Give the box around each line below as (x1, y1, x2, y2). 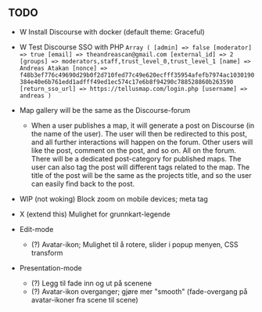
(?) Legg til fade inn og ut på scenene (31, 278, 153, 288)
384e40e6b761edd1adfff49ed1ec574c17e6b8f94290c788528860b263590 (19, 78, 234, 85)
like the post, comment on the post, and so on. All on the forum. (31, 145, 237, 155)
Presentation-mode (19, 263, 82, 273)
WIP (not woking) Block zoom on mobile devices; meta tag (19, 194, 209, 203)
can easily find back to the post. (31, 179, 135, 188)
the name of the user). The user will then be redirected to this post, (31, 129, 248, 138)
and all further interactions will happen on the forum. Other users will (31, 137, 253, 147)
